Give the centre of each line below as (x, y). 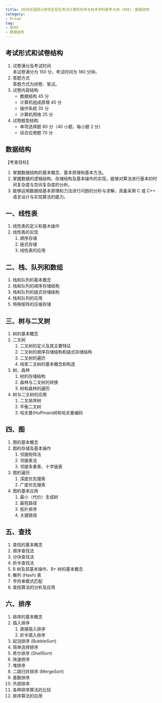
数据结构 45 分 (34, 96)
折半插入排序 (32, 635)
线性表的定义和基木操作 (36, 226)
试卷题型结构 (25, 120)
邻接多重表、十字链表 (41, 466)
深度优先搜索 (32, 478)
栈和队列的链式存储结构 (36, 292)
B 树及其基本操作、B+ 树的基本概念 (48, 569)
